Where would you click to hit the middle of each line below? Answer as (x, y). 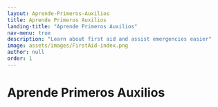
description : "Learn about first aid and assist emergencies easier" (110, 39)
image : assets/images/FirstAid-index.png (68, 46)
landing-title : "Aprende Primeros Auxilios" (72, 26)
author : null (26, 52)
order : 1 (20, 59)
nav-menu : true (29, 33)
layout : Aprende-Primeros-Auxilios (58, 13)
